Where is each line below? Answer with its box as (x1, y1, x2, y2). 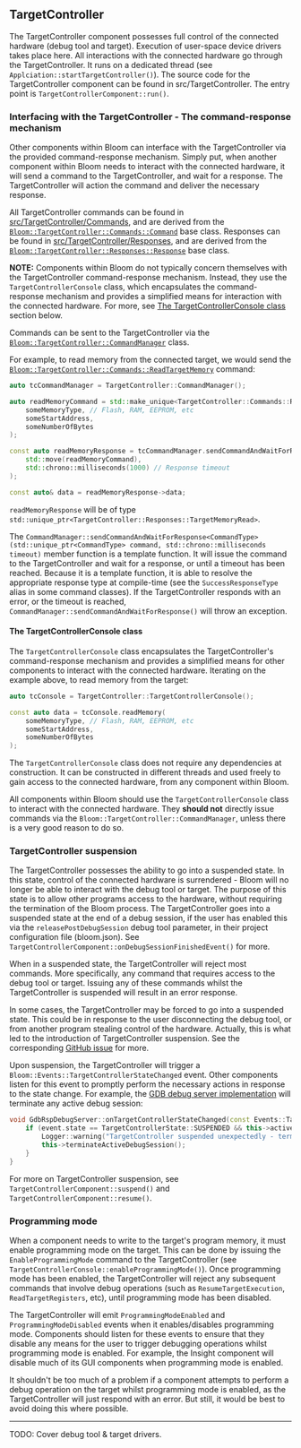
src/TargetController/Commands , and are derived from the (9, 217, 225, 228)
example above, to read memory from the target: (9, 674, 189, 685)
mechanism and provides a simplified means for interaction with (46, 291, 282, 302)
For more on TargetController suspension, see (9, 1173, 179, 1184)
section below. (9, 310, 63, 321)
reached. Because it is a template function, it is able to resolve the (9, 567, 253, 578)
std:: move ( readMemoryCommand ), (25, 455, 142, 464)
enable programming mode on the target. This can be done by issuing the (9, 1245, 281, 1255)
